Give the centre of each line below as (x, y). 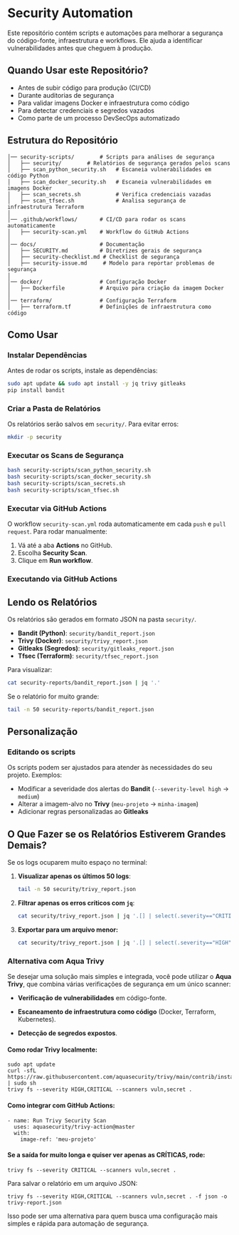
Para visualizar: (30, 670)
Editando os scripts (42, 752)
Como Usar (33, 334)
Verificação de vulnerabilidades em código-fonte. (92, 998)
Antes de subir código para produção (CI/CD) (84, 88)
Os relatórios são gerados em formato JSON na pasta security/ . (102, 619)
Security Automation (70, 13)
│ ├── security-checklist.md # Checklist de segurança (94, 257)
